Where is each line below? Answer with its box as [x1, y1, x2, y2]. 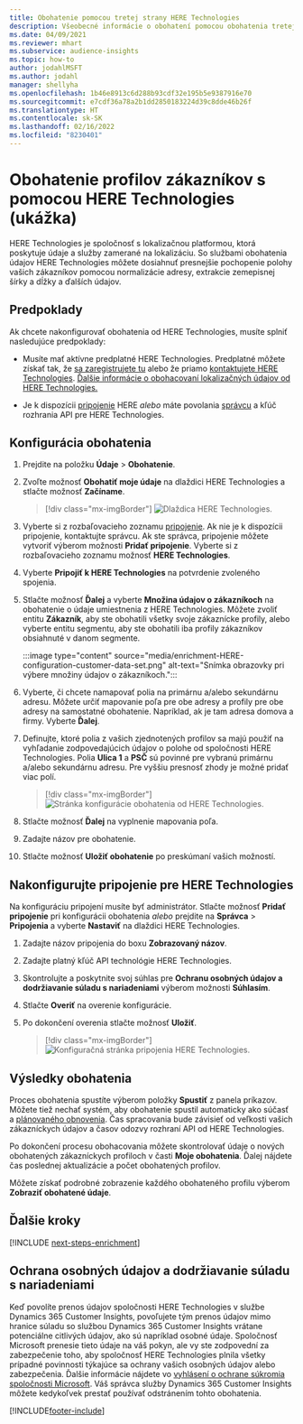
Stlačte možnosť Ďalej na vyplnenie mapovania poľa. [22, 816, 219, 827]
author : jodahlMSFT [9, 64, 83, 73]
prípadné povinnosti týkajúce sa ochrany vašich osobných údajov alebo [9, 1359, 276, 1370]
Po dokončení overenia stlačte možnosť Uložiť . [22, 1017, 197, 1029]
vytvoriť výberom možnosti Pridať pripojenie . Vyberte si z [22, 541, 239, 551]
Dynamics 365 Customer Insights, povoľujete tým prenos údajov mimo [9, 1310, 271, 1322]
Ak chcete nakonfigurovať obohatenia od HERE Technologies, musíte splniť [9, 326, 289, 337]
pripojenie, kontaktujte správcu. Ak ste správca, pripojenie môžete [22, 531, 269, 541]
